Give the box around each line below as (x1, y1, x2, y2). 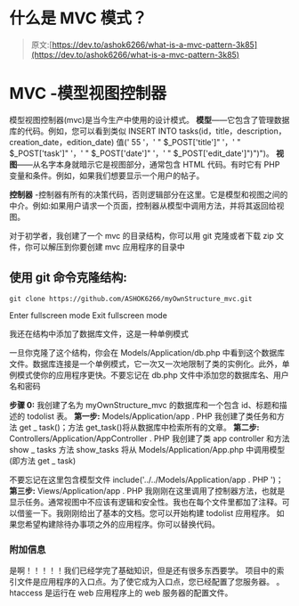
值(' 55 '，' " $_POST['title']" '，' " (116, 136, 241, 147)
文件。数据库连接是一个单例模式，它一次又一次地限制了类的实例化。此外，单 (9, 358, 290, 369)
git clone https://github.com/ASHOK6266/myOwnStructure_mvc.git (9, 294, 253, 303)
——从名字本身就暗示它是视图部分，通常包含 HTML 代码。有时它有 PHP (17, 159, 280, 169)
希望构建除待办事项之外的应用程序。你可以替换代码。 (24, 519, 220, 529)
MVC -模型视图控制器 (9, 84, 167, 103)
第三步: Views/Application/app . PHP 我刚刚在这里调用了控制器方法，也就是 (9, 485, 286, 495)
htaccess (9, 587, 43, 598)
